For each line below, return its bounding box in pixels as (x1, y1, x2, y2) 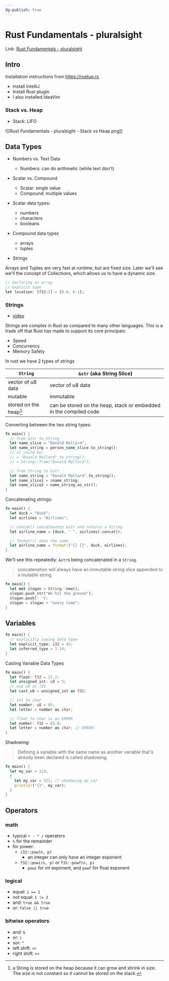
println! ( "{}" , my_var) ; (14, 783, 66, 788)
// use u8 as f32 (10, 684, 46, 689)
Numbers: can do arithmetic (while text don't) (20, 166, 115, 172)
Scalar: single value (20, 185, 61, 191)
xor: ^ (12, 940, 24, 946)
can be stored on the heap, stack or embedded (49, 402, 161, 409)
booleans (20, 221, 40, 227)
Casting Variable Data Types (5, 660, 64, 666)
